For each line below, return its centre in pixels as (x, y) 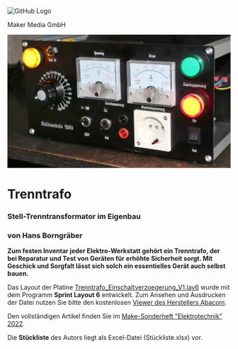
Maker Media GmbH (36, 25)
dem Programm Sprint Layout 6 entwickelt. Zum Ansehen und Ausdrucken (117, 295)
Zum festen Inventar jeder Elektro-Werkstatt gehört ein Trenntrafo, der (114, 251)
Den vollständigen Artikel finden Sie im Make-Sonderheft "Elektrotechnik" (115, 316)
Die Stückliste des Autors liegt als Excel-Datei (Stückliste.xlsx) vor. (105, 338)
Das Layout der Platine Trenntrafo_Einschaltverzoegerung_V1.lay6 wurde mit (119, 287)
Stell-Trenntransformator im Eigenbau (74, 216)
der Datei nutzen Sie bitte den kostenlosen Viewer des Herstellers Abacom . (117, 303)
